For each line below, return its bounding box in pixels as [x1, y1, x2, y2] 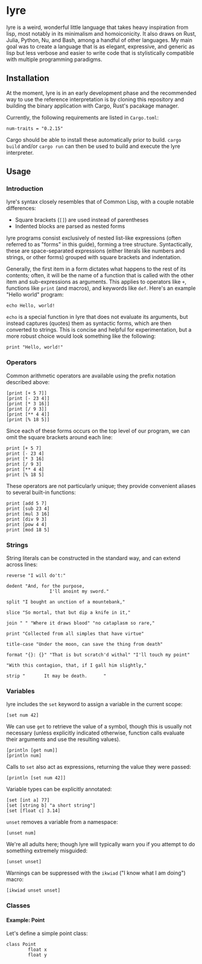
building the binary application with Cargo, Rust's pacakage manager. [6, 102, 179, 109]
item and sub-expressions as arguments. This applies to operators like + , [6, 278, 187, 286]
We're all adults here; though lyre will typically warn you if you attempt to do [6, 841, 195, 848]
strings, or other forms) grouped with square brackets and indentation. [6, 254, 182, 261]
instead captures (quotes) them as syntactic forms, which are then [6, 320, 172, 327]
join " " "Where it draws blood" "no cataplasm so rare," [6, 620, 155, 626]
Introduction [6, 185, 43, 193]
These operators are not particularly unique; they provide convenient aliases [6, 482, 196, 489]
